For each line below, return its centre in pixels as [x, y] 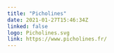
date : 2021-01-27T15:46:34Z [48, 20]
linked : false [28, 26]
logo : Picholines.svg [39, 33]
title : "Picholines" [37, 13]
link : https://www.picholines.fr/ [57, 39]
